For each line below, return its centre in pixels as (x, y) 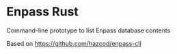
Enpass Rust (43, 12)
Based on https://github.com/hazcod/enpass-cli (74, 43)
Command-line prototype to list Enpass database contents (88, 30)
